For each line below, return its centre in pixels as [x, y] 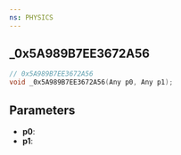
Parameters [42, 110]
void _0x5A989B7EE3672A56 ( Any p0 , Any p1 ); [91, 82]
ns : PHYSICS [31, 17]
